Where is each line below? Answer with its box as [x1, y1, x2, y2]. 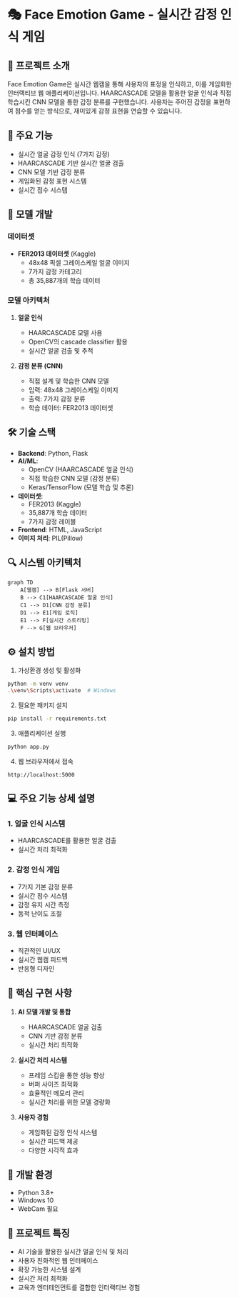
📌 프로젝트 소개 [7, 59, 70, 71]
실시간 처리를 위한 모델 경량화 [28, 1097, 111, 1106]
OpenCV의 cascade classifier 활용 [28, 337, 128, 346]
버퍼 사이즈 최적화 [28, 1079, 78, 1088]
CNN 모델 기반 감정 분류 [17, 167, 86, 176]
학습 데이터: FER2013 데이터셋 [28, 403, 113, 411]
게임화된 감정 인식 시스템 [28, 1128, 98, 1137]
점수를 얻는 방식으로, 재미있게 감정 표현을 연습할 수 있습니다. [14, 106, 183, 115]
